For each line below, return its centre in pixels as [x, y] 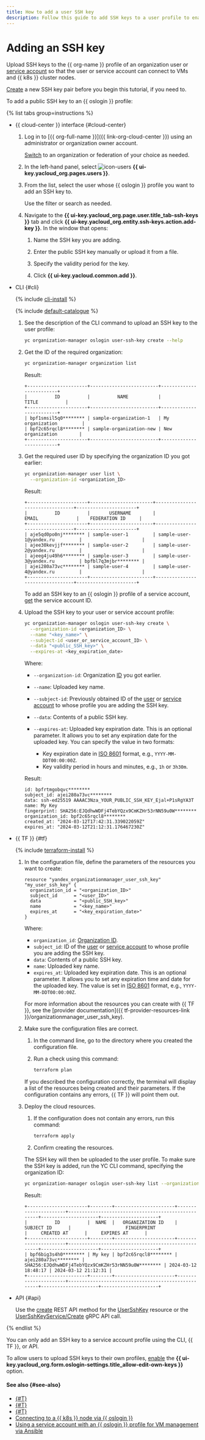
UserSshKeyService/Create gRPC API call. [68, 1316]
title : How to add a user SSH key [50, 12]
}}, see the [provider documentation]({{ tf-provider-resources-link [107, 1010]
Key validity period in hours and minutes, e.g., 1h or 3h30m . [115, 767]
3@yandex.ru [39, 561]
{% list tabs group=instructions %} [50, 113]
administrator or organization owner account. [81, 143]
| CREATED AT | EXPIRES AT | [86, 1233]
